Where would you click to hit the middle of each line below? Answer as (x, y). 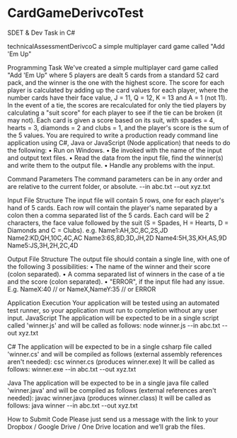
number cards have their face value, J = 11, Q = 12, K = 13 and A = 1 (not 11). (117, 98)
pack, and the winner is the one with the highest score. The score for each (116, 82)
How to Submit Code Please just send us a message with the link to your (113, 419)
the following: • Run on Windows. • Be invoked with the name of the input (115, 150)
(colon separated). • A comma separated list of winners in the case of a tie (116, 274)
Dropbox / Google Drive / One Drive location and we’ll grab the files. (106, 427)
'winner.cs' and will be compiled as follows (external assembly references (115, 354)
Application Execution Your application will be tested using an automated (114, 303)
